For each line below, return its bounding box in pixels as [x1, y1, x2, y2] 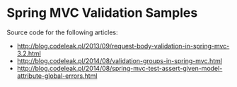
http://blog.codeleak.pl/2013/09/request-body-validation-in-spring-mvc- [16, 41, 230, 50]
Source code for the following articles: [6, 28, 118, 36]
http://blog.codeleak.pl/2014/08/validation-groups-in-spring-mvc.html [16, 56, 223, 65]
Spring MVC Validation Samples [6, 5, 198, 21]
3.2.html [16, 49, 42, 58]
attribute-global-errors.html [16, 72, 98, 80]
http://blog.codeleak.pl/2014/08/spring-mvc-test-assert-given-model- [16, 64, 223, 72]
